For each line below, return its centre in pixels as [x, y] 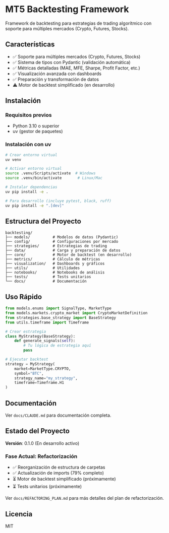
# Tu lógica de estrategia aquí [58, 346]
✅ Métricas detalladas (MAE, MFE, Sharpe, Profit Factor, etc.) [76, 68]
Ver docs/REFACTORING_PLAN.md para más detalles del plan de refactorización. [84, 498]
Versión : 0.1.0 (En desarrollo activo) [42, 443]
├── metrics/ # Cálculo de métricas [53, 259]
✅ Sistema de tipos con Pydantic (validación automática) [71, 62]
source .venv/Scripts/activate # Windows [50, 173]
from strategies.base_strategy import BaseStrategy [61, 318]
